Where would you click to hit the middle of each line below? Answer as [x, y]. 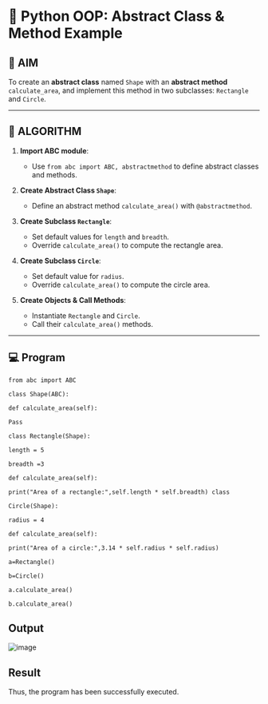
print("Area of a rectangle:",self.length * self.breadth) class [119, 492]
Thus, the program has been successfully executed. [94, 692]
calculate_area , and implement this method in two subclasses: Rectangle [128, 90]
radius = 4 [26, 520]
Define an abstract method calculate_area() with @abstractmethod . [142, 205]
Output [26, 628]
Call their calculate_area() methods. [93, 324]
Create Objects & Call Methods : [73, 300]
